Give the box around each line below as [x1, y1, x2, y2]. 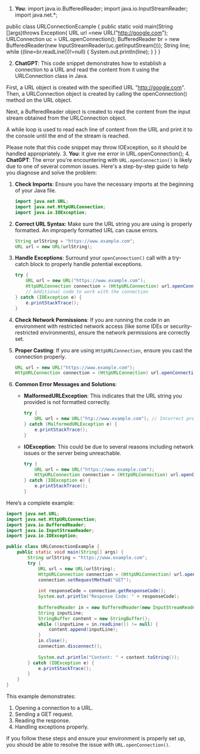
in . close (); [37, 638, 68, 644]
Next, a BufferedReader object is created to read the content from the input [6, 108, 190, 115]
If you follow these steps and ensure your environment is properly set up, [6, 735, 186, 742]
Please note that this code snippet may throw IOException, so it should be [6, 144, 187, 151]
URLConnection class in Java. [14, 73, 88, 79]
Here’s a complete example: [6, 499, 74, 506]
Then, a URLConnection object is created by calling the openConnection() [6, 90, 187, 97]
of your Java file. [14, 187, 57, 194]
